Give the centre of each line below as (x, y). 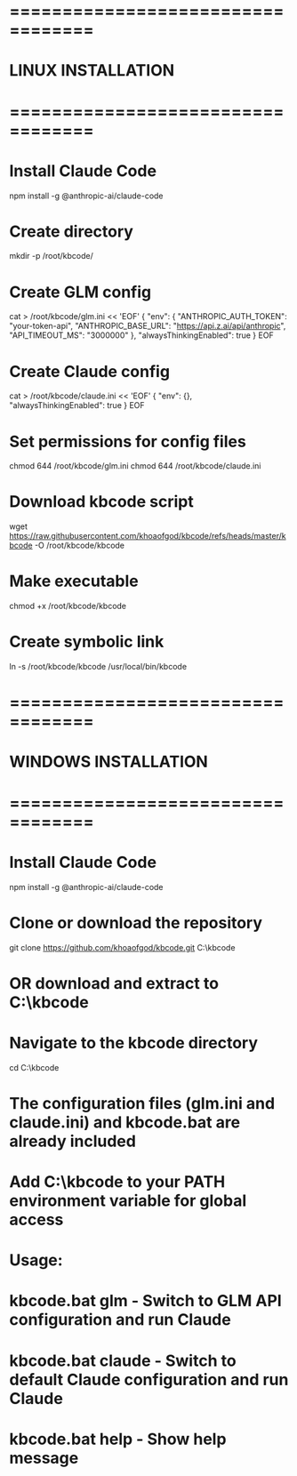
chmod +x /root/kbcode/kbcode (68, 606)
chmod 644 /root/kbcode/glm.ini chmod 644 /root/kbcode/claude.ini (135, 466)
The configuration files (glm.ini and (142, 1103)
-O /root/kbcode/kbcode (80, 545)
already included (72, 1141)
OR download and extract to (114, 983)
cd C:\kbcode (34, 1067)
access (36, 1220)
